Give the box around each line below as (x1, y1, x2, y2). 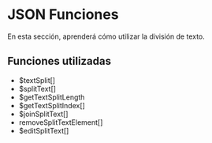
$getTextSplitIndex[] (18, 100, 86, 110)
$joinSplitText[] (18, 109, 69, 119)
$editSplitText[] (18, 126, 69, 135)
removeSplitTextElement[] (18, 117, 103, 127)
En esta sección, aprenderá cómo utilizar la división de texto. (7, 32, 206, 41)
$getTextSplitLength (18, 92, 85, 102)
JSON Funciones (7, 6, 119, 24)
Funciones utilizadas (7, 55, 112, 68)
